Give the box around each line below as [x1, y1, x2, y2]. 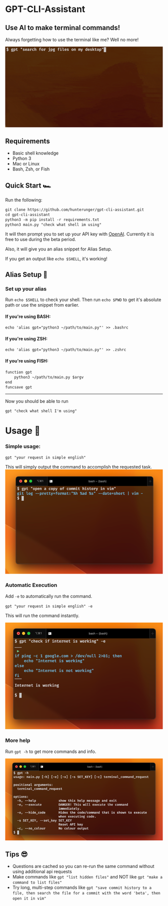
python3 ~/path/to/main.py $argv [14, 374, 84, 379]
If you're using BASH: [5, 313, 51, 319]
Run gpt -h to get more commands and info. [5, 748, 96, 754]
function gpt [5, 369, 32, 374]
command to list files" [12, 880, 62, 885]
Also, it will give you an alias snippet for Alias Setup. [5, 246, 112, 252]
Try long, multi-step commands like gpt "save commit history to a [12, 884, 151, 890]
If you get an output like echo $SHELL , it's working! [5, 256, 107, 262]
